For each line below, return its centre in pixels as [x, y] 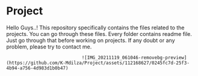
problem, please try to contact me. [49, 47]
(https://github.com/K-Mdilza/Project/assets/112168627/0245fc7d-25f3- [98, 63]
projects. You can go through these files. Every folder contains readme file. [99, 34]
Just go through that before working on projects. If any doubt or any [91, 40]
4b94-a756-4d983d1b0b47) [37, 68]
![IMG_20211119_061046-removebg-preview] [134, 57]
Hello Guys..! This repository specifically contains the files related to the [95, 28]
